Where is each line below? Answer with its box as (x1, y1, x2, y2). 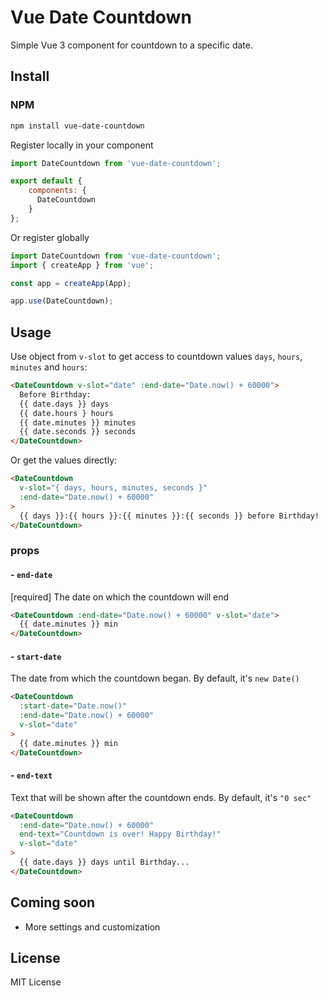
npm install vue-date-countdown (10, 121, 145, 131)
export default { (10, 176, 83, 186)
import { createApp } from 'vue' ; (10, 260, 155, 270)
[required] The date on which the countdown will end (10, 591, 229, 603)
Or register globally (10, 231, 90, 243)
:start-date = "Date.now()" (19, 701, 128, 711)
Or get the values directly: (10, 454, 118, 466)
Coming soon (10, 894, 96, 911)
